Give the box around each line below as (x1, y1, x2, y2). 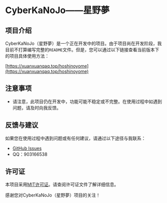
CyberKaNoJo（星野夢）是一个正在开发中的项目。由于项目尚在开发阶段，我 (5, 41, 162, 46)
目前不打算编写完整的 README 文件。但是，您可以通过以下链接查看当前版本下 (5, 47, 159, 53)
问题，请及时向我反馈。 (12, 105, 61, 111)
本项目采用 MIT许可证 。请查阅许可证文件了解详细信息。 (5, 181, 119, 187)
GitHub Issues (12, 145, 42, 151)
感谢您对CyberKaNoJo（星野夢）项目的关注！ (5, 192, 100, 198)
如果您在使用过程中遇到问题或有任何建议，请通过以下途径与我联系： (5, 135, 146, 141)
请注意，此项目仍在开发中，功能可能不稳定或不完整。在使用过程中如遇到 (12, 98, 162, 105)
